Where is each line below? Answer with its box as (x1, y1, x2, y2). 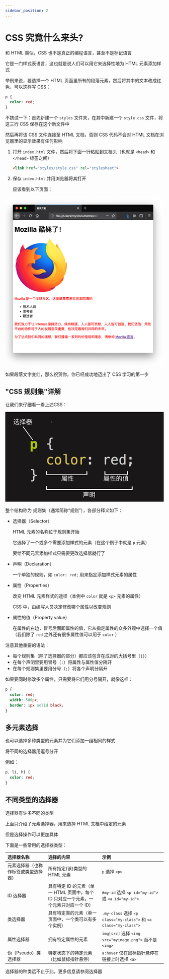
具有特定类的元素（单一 (48, 909, 97, 916)
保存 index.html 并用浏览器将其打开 (12, 175, 87, 181)
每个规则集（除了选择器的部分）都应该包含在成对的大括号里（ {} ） (12, 653, 150, 659)
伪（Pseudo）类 (7, 950, 41, 956)
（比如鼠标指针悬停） (48, 956, 93, 962)
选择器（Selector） (12, 518, 52, 524)
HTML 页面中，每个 (53, 889, 94, 895)
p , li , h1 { (5, 770, 30, 775)
